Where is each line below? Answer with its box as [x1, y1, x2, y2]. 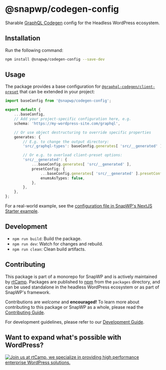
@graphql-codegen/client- [102, 84, 156, 89]
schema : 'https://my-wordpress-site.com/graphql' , [14, 121, 121, 126]
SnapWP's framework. [5, 289, 51, 295]
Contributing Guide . [5, 309, 45, 315]
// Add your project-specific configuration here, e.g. [14, 117, 132, 122]
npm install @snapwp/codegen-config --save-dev [5, 57, 105, 62]
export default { [5, 107, 41, 112]
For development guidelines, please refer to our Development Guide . [5, 319, 145, 325]
